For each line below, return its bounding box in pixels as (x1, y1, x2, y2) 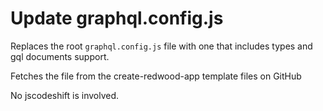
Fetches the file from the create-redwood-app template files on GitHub (10, 70, 302, 82)
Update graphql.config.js (10, 7, 224, 30)
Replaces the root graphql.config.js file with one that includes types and (10, 40, 313, 52)
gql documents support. (10, 50, 110, 62)
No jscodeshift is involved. (10, 89, 120, 101)
